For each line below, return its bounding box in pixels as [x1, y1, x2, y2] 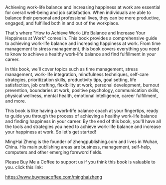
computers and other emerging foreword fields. [5, 149, 103, 155]
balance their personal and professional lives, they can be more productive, [5, 15, 161, 20]
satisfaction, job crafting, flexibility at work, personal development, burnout [5, 82, 160, 88]
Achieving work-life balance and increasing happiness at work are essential [5, 4, 161, 10]
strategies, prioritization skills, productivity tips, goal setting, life [5, 77, 137, 82]
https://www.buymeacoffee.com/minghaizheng [5, 174, 102, 179]
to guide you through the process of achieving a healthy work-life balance [5, 113, 157, 119]
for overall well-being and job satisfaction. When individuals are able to [5, 9, 151, 15]
